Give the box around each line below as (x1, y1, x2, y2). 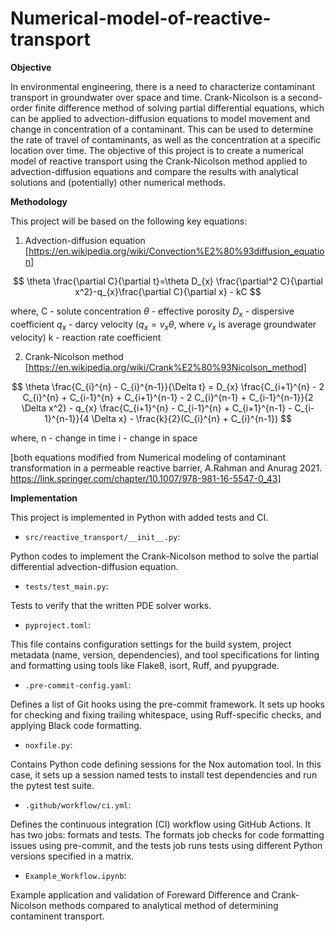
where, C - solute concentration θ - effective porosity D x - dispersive (10, 305, 295, 319)
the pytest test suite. (10, 779, 95, 791)
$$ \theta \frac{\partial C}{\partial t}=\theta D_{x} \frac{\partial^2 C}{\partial (13, 275, 323, 287)
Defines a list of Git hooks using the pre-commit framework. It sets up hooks (10, 698, 325, 710)
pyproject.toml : (24, 618, 92, 631)
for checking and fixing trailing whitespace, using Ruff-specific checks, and (10, 708, 322, 721)
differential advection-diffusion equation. (10, 560, 179, 572)
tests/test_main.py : (24, 580, 109, 592)
